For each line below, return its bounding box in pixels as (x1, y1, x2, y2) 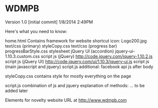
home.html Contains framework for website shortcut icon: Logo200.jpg (5, 37, 147, 44)
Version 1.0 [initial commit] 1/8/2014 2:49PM (5, 19, 93, 25)
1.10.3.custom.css (5, 53, 40, 59)
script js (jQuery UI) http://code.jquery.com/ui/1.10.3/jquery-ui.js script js (5, 58, 149, 64)
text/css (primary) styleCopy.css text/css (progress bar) (5, 43, 117, 49)
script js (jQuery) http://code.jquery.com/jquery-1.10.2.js (41, 53, 153, 59)
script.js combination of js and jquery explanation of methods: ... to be (5, 82, 145, 88)
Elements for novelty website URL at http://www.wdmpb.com (5, 97, 127, 103)
